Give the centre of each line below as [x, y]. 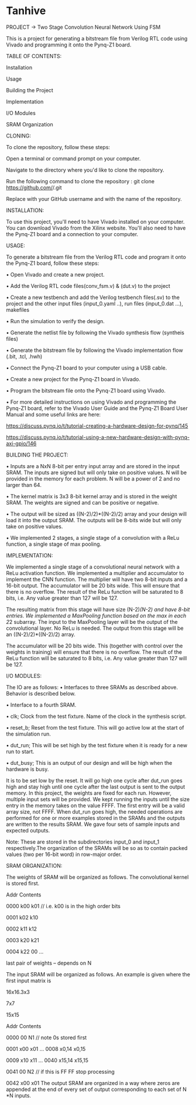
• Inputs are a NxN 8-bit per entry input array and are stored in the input [93, 466]
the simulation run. [28, 734]
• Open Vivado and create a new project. [56, 274]
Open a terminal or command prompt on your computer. [73, 158]
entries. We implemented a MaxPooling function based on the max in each [96, 616]
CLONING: [18, 136]
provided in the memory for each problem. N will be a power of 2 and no [93, 478]
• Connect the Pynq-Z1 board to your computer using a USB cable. [87, 368]
